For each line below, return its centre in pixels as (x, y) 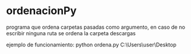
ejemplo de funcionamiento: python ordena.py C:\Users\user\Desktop (91, 45)
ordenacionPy (42, 11)
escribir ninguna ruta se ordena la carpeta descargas (71, 33)
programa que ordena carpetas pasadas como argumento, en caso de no (96, 27)
